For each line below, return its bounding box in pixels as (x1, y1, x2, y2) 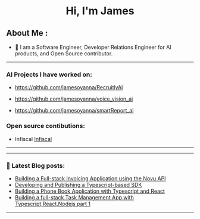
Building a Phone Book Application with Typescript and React (14, 187, 165, 195)
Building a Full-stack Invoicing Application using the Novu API (14, 174, 166, 182)
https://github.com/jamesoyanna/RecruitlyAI (14, 84, 123, 91)
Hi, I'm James (65, 4, 135, 18)
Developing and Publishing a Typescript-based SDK (14, 181, 142, 188)
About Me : (6, 28, 48, 38)
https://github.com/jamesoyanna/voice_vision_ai (14, 95, 133, 102)
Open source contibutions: (6, 122, 85, 130)
